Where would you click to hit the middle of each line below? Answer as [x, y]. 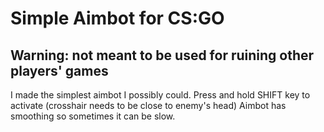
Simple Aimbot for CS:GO [117, 18]
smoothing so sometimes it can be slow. [93, 116]
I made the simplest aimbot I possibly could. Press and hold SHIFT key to [160, 95]
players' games [59, 70]
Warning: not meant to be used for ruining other [162, 55]
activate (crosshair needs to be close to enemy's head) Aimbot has [148, 105]
